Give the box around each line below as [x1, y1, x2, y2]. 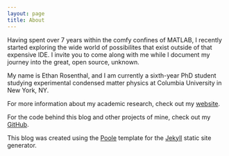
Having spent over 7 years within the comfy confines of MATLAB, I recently [7, 35, 222, 44]
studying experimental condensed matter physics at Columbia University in [7, 78, 222, 87]
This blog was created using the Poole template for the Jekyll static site [7, 133, 212, 142]
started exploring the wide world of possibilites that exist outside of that [7, 43, 213, 51]
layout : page [7, 10, 45, 17]
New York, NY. [7, 86, 49, 94]
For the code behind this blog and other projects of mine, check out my [7, 112, 211, 121]
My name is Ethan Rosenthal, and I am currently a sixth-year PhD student [7, 71, 217, 80]
